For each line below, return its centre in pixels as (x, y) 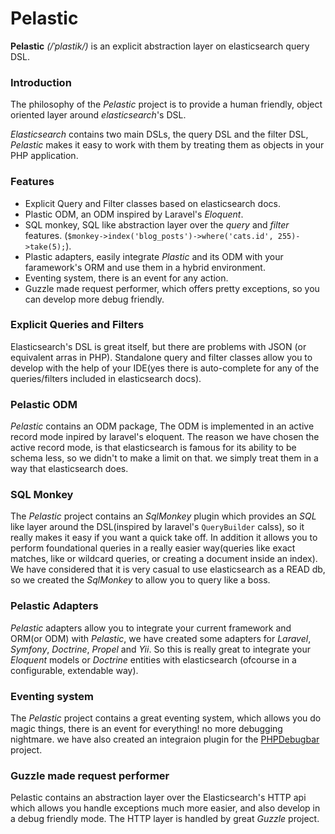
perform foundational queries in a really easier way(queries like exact (153, 548)
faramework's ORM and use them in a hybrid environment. (145, 267)
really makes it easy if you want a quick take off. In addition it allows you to (164, 538)
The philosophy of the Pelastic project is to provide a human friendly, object (166, 104)
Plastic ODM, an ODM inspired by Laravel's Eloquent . (134, 214)
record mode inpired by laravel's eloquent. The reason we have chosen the (165, 437)
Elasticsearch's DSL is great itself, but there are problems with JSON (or (158, 346)
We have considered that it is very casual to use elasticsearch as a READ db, (168, 569)
